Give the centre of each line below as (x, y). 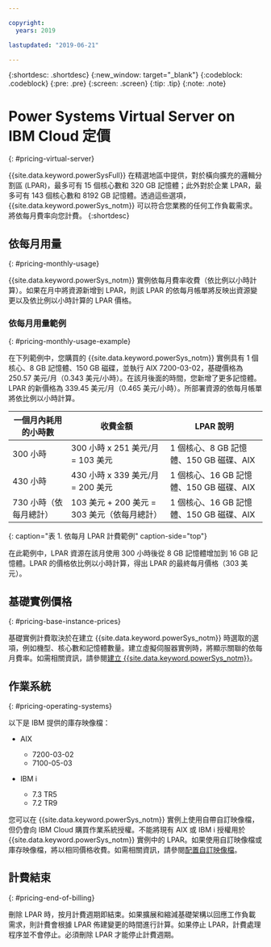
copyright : (27, 23)
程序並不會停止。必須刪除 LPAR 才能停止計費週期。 (94, 934)
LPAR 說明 (214, 426)
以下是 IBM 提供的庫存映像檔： (59, 723)
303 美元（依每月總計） (117, 515)
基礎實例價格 (40, 601)
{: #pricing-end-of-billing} (52, 898)
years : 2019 (36, 30)
